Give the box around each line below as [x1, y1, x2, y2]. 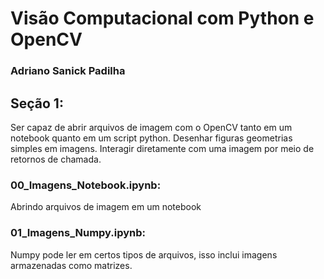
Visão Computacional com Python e [10, 7, 315, 30]
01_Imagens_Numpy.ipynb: [10, 226, 147, 240]
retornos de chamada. [10, 153, 102, 165]
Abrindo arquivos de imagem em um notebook [10, 201, 202, 213]
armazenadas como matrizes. [10, 259, 133, 271]
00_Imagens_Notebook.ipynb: [10, 178, 162, 192]
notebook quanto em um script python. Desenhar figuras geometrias [10, 132, 293, 144]
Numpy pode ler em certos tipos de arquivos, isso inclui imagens [10, 248, 278, 261]
